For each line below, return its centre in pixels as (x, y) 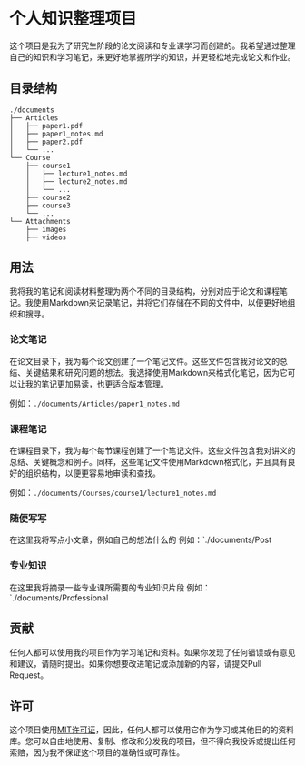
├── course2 (48, 197)
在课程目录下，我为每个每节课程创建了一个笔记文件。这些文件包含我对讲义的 (152, 450)
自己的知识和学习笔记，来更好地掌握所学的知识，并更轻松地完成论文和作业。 (152, 56)
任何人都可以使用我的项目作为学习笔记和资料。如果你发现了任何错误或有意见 (152, 652)
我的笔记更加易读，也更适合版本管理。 (97, 384)
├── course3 (48, 206)
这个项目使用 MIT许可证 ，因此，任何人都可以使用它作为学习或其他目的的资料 (152, 730)
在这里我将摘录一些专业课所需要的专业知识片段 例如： (110, 587)
